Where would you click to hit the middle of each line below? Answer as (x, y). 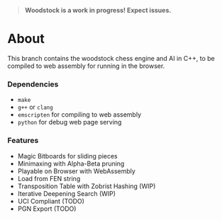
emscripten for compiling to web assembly (79, 115)
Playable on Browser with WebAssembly (77, 171)
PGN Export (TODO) (47, 209)
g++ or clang (35, 107)
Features (23, 141)
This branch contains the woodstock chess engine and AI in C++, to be (111, 58)
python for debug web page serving (70, 122)
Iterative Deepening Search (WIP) (66, 193)
